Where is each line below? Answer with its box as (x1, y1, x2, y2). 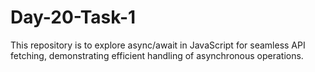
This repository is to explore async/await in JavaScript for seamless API (10, 39, 306, 51)
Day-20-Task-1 (10, 6, 137, 29)
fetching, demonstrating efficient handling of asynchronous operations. (10, 49, 304, 61)
